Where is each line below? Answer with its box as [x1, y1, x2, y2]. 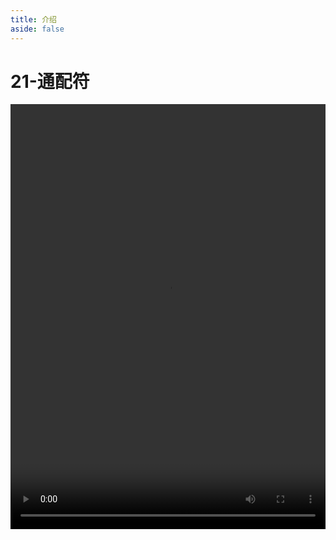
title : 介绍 [10, 14, 57, 25]
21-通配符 [10, 70, 90, 93]
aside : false [10, 24, 65, 34]
